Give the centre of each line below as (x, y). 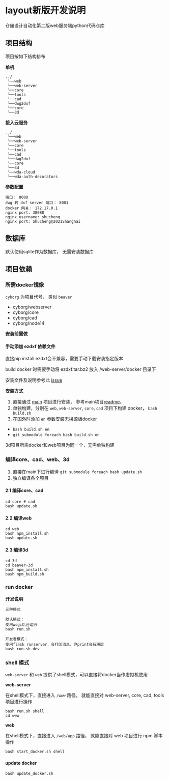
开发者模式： (17, 639)
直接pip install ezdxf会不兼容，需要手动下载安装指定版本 (64, 359)
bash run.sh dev (22, 649)
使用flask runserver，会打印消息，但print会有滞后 (55, 644)
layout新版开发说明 (46, 10)
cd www (12, 715)
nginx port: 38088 (25, 212)
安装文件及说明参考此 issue (34, 380)
